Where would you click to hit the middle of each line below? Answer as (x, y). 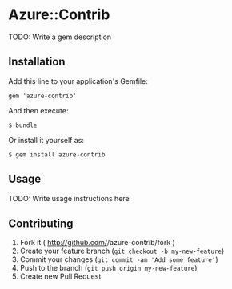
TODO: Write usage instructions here (69, 198)
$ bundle (23, 125)
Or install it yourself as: (46, 140)
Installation (37, 62)
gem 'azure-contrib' (43, 96)
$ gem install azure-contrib (57, 154)
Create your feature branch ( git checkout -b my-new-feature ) (122, 251)
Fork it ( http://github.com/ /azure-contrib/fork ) (98, 243)
